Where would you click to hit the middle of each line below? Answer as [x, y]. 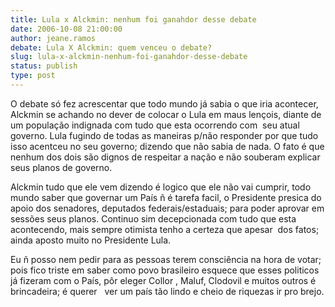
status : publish [44, 66]
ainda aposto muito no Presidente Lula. [91, 240]
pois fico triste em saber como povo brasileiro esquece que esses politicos [165, 270]
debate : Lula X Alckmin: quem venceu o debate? [111, 47]
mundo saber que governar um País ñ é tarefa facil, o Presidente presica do [166, 197]
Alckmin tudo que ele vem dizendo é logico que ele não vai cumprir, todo [161, 187]
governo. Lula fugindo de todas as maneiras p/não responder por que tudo [164, 135]
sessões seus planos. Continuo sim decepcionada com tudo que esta [153, 218]
